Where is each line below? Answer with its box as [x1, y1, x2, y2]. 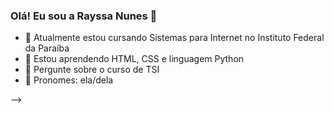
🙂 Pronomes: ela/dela [24, 74, 114, 86]
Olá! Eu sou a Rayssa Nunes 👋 [10, 9, 158, 23]
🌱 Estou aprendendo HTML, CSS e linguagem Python [24, 53, 245, 65]
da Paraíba [24, 42, 70, 54]
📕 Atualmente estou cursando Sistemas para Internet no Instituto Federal [24, 32, 325, 44]
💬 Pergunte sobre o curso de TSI [24, 64, 160, 76]
